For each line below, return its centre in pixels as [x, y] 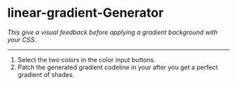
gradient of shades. [46, 74]
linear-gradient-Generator [86, 13]
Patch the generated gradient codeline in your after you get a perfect [118, 67]
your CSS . [22, 39]
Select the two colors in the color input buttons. [87, 59]
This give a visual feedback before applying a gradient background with [113, 32]
